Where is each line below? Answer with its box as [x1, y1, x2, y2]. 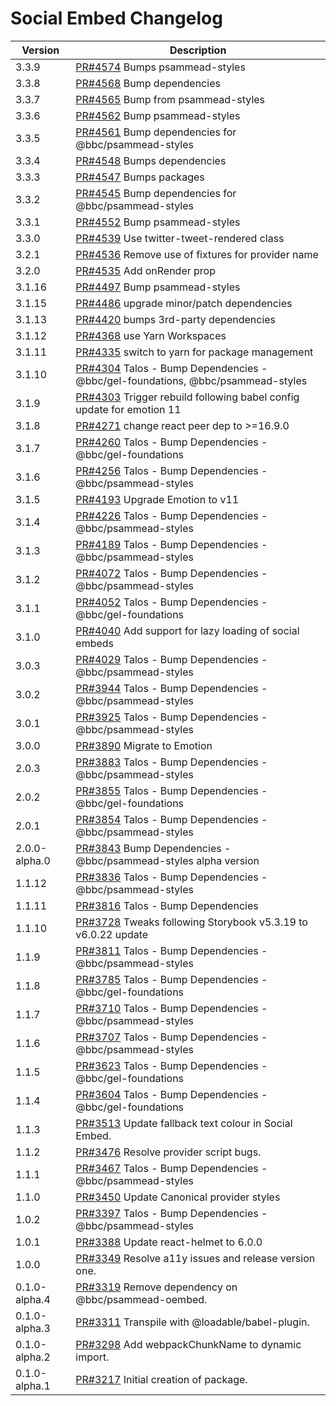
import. [75, 1350, 110, 1364]
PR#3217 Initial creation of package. [75, 1372, 248, 1386]
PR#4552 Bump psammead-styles [75, 215, 241, 229]
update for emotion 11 [75, 402, 182, 416]
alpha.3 [15, 1321, 51, 1335]
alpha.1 [15, 1378, 51, 1392]
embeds [75, 636, 115, 650]
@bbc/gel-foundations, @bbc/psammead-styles [75, 373, 308, 387]
